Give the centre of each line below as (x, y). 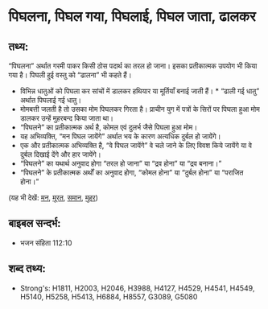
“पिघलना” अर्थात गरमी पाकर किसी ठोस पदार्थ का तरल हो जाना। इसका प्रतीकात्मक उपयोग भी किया (133, 66)
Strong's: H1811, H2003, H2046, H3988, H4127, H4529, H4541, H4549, (137, 288)
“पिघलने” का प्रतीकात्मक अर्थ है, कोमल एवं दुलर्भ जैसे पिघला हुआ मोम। (109, 127)
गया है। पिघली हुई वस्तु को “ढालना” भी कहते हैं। (70, 75)
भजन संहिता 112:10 (46, 243)
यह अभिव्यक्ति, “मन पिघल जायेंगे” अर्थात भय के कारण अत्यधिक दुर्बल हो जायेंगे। (120, 136)
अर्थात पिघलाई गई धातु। (51, 100)
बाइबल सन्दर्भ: (35, 223)
